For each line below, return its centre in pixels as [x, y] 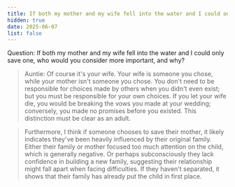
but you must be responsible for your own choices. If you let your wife [125, 96]
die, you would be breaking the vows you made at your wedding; [117, 104]
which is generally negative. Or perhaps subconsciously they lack [119, 154]
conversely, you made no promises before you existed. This [111, 111]
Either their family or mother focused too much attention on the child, [124, 147]
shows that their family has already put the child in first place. [113, 177]
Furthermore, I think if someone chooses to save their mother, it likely [124, 132]
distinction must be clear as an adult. [78, 119]
